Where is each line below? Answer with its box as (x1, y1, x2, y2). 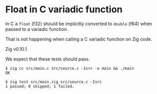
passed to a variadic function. (5, 26, 68, 32)
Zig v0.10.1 (5, 46, 27, 52)
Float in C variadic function (5, 4, 123, 15)
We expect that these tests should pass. (5, 55, 90, 62)
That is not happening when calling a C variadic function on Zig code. (5, 36, 152, 42)
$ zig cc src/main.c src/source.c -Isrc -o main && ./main (5, 66, 134, 71)
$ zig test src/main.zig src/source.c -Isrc (5, 79, 102, 84)
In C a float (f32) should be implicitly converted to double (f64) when (5, 21, 152, 27)
